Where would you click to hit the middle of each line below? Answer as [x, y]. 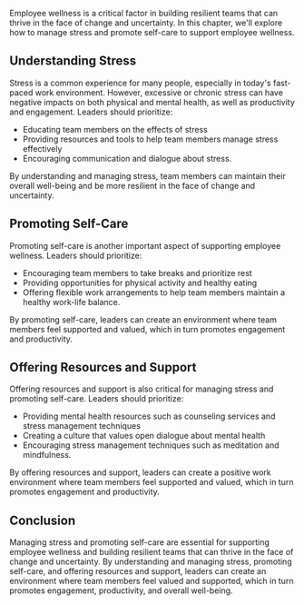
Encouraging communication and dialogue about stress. [127, 158]
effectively [42, 148]
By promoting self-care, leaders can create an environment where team [143, 319]
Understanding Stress [73, 61]
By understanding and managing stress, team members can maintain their [147, 175]
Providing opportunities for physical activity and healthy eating [140, 283]
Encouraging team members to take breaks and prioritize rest [137, 273]
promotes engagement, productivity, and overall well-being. [121, 590]
